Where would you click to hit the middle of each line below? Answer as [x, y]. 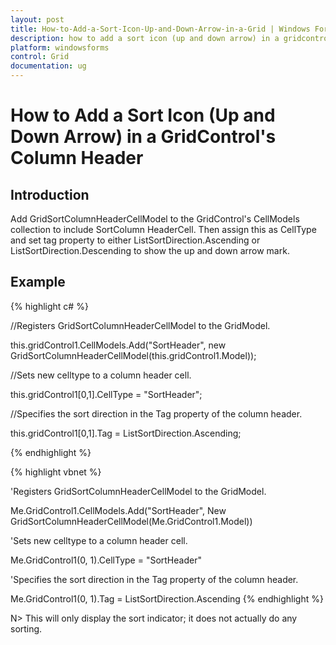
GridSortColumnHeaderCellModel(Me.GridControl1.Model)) [131, 521]
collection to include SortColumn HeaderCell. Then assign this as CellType [163, 229]
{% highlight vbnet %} [56, 472]
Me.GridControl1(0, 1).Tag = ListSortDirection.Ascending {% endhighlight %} [167, 598]
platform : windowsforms [60, 47]
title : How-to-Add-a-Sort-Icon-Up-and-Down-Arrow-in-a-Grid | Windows [160, 29]
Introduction [50, 194]
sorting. [26, 628]
